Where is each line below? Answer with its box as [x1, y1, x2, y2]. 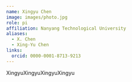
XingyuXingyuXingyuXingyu [6, 69, 75, 76]
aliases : [6, 31, 28, 37]
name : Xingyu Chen [6, 8, 52, 15]
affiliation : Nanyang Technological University [6, 25, 127, 31]
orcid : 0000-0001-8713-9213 [11, 53, 81, 59]
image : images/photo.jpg [6, 14, 68, 20]
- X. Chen [11, 36, 36, 42]
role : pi [6, 20, 28, 26]
